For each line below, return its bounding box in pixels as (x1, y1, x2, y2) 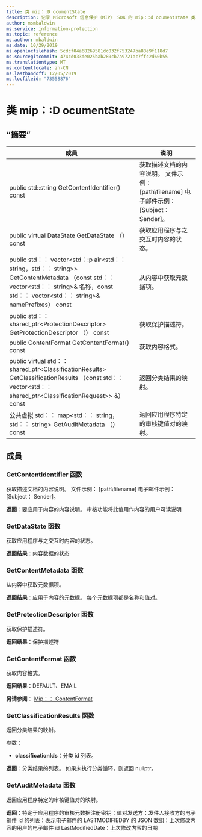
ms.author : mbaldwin (6, 37, 58, 43)
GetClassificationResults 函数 (6, 711, 94, 720)
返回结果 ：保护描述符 (6, 638, 59, 645)
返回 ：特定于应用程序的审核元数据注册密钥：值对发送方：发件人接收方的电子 (6, 809, 196, 816)
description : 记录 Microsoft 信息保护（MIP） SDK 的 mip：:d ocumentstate (6, 14, 189, 20)
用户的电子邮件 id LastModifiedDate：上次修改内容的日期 (16, 824, 158, 831)
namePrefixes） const (9, 300, 72, 309)
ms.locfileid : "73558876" (6, 76, 71, 82)
